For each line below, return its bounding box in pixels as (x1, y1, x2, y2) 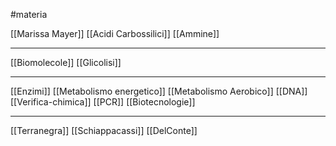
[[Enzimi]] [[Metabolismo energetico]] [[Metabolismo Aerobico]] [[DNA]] (10, 85, 308, 97)
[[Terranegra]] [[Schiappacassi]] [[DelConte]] (10, 125, 198, 136)
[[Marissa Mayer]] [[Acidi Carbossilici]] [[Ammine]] (10, 28, 220, 39)
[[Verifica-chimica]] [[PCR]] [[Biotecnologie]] (10, 96, 196, 108)
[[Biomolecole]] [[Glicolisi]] (10, 57, 122, 68)
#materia (10, 9, 48, 20)
